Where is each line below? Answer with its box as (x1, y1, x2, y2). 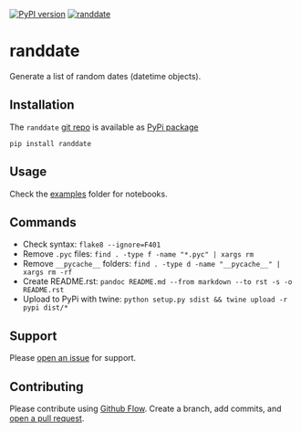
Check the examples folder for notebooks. (9, 188, 168, 199)
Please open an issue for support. (9, 353, 137, 364)
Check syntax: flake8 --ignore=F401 (22, 238, 161, 250)
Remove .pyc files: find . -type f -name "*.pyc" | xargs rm (22, 248, 254, 259)
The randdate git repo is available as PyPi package (9, 121, 199, 132)
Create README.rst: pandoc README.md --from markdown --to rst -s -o (22, 276, 293, 287)
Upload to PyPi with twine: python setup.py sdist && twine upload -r (22, 293, 288, 305)
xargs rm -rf (22, 268, 73, 278)
